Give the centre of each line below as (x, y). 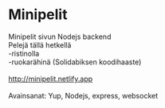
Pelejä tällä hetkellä (40, 44)
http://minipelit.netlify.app (51, 79)
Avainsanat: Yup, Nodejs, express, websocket (83, 95)
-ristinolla (24, 53)
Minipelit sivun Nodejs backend (60, 37)
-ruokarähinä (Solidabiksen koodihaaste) (75, 62)
